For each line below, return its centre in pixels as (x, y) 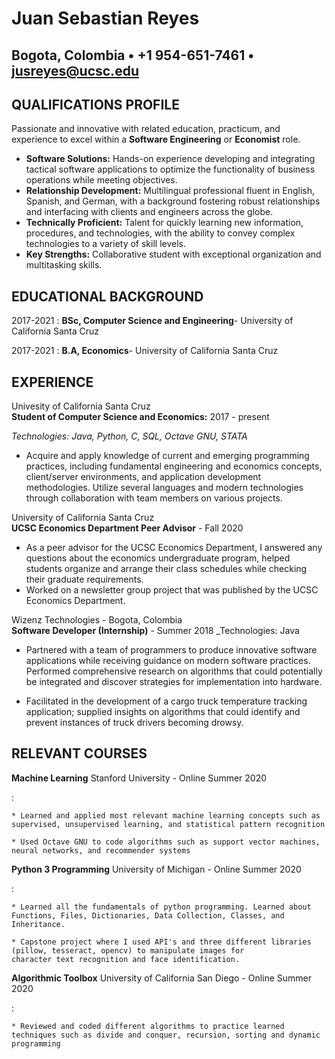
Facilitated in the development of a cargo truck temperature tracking (166, 701)
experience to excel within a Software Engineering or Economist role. (156, 139)
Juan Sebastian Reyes (105, 18)
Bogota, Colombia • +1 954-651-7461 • (133, 55)
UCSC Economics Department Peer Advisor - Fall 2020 (127, 528)
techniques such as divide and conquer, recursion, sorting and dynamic (166, 1035)
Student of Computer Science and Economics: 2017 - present (140, 417)
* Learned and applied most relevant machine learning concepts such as (166, 815)
